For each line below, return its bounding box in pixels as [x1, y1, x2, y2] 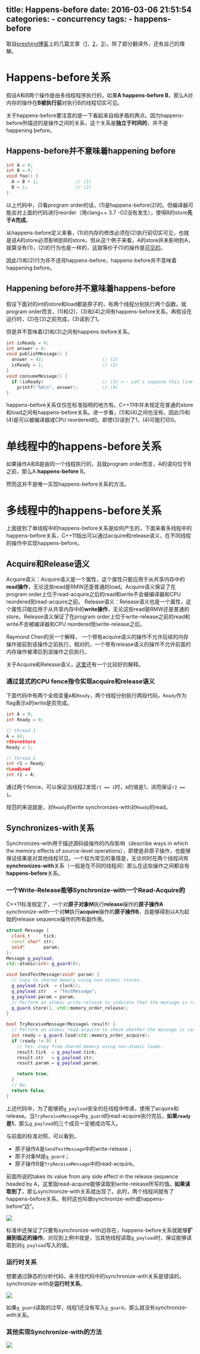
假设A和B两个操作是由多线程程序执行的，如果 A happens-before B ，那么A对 [6, 91, 193, 99]
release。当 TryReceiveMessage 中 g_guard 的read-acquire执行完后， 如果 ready [6, 1112, 191, 1119]
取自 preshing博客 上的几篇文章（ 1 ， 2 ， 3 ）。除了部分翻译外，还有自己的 [6, 40, 180, 47]
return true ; [17, 1071, 49, 1077]
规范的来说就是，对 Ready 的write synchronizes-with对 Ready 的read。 [6, 804, 171, 811]
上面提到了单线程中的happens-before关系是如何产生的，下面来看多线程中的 [6, 525, 192, 532]
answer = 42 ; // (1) [11, 357, 118, 363]
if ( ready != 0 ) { [11, 1038, 58, 1044]
